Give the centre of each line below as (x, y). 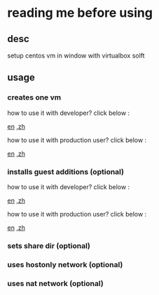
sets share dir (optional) (49, 245)
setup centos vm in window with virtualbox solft (76, 55)
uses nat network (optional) (55, 283)
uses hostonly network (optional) (65, 264)
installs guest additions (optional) (66, 172)
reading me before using (80, 13)
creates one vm (34, 97)
